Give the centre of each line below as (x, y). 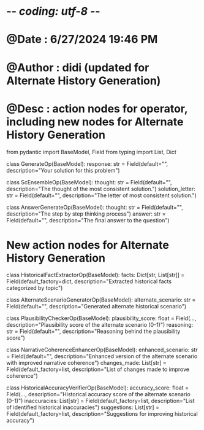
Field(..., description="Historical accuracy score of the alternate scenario (99, 394)
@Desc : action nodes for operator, (97, 108)
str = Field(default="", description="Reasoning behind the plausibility (93, 331)
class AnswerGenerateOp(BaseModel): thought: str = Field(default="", (95, 207)
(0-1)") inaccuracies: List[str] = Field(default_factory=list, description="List (100, 401)
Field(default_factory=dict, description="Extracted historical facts (89, 281)
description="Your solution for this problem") (63, 170)
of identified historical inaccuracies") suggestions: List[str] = (83, 407)
